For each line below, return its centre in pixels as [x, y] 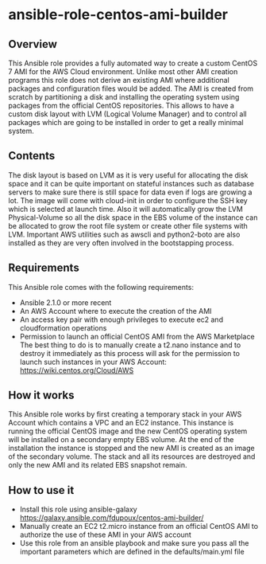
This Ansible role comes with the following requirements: [101, 287]
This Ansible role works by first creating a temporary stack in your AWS [125, 414]
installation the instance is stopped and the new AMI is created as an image [132, 448]
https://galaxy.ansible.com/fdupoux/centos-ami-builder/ [112, 518]
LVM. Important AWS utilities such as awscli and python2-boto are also [124, 234]
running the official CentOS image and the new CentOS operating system [128, 431]
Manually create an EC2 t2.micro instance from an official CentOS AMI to [139, 527]
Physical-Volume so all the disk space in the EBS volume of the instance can [133, 217]
